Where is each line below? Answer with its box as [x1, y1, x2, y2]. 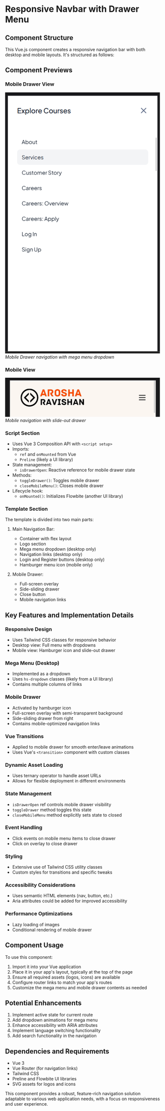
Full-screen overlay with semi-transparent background [12, 710, 123, 716]
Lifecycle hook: [12, 488, 43, 494]
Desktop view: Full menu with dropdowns [12, 642, 96, 648]
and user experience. [5, 1101, 48, 1107]
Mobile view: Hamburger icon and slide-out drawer [12, 648, 115, 654]
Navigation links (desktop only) [19, 552, 82, 557]
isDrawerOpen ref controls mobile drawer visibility [12, 801, 111, 807]
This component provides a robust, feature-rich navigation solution [5, 1091, 141, 1097]
